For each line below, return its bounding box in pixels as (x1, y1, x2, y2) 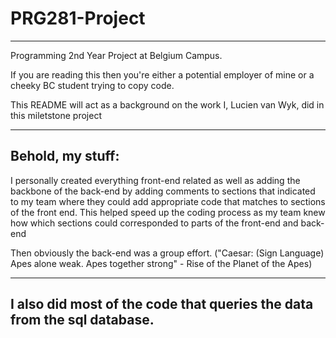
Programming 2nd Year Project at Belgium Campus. (10, 49, 223, 61)
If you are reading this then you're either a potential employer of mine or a (10, 68, 315, 81)
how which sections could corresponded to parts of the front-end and (10, 217, 299, 229)
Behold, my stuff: (10, 148, 120, 165)
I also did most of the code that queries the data (10, 296, 314, 313)
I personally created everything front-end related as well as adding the (10, 174, 301, 186)
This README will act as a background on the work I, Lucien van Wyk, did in (10, 98, 325, 111)
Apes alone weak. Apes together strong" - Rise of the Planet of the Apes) (10, 257, 313, 269)
